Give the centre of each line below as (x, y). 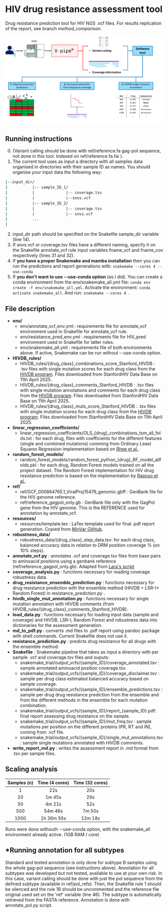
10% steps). (32, 550)
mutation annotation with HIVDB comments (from (63, 604)
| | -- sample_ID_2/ (37, 203)
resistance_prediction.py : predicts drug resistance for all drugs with (84, 641)
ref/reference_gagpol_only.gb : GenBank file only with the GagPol (87, 502)
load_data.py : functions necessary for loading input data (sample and (86, 614)
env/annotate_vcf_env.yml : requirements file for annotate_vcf (83, 326)
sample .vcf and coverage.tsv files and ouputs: (61, 657)
